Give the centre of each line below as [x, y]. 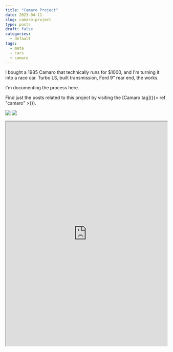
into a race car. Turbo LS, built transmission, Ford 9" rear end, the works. [82, 78]
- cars [17, 53]
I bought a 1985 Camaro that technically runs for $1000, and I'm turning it [82, 72]
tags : [11, 44]
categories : [18, 34]
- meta [17, 48]
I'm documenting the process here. [42, 88]
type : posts [18, 24]
